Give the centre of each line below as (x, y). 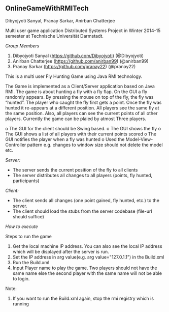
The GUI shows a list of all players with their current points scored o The (81, 134)
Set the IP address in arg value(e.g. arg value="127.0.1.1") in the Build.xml (88, 257)
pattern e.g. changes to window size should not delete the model (95, 145)
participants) (26, 181)
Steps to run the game (28, 236)
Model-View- (139, 139)
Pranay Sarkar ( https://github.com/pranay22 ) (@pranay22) (74, 66)
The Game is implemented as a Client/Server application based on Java (80, 86)
